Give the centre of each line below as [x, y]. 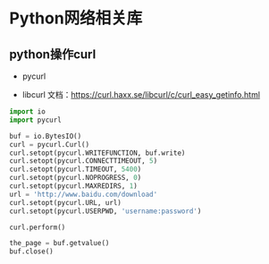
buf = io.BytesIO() [46, 136]
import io [28, 112]
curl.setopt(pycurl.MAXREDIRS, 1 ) [74, 186]
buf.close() [31, 251]
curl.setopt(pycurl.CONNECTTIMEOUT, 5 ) [84, 161]
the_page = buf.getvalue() [59, 243]
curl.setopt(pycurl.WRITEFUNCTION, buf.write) [97, 153]
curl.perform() [38, 227]
